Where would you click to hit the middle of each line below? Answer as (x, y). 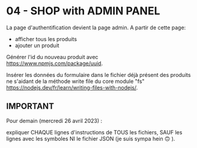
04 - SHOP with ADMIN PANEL (83, 11)
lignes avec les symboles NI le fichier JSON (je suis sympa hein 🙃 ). (91, 138)
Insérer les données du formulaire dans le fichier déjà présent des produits (98, 75)
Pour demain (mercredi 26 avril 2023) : (54, 121)
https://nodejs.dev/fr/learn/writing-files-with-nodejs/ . (72, 87)
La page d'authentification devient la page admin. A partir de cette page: (96, 27)
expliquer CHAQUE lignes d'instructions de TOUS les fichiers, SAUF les (94, 132)
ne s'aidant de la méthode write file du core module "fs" (76, 81)
